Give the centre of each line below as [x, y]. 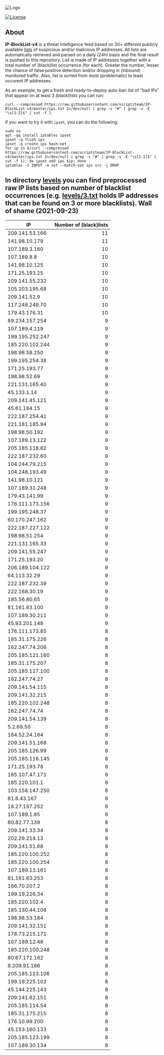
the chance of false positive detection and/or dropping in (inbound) [73, 70]
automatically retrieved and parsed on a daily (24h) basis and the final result [82, 54]
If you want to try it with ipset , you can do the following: [62, 122]
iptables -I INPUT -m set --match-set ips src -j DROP [62, 165]
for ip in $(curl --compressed [37, 148]
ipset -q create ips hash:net [36, 144]
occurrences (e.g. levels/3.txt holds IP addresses [82, 196]
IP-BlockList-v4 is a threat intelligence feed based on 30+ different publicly [82, 44]
